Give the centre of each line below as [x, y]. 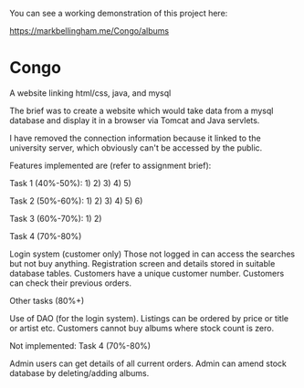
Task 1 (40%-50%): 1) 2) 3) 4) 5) [71, 183]
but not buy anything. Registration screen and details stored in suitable [142, 263]
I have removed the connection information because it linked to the [136, 138]
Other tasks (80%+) [47, 300]
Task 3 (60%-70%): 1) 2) [56, 218]
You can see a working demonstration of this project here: [119, 13]
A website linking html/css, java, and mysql [90, 93]
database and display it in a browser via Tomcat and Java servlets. [135, 120]
